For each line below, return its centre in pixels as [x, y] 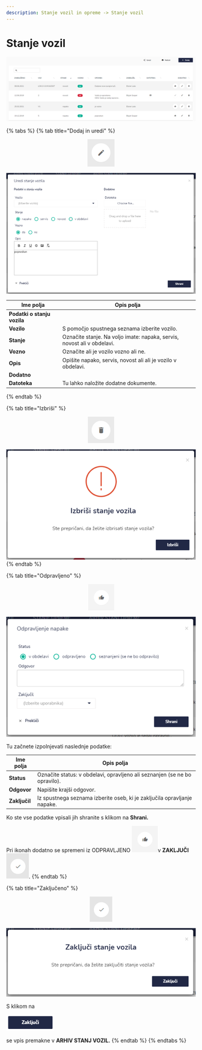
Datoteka [20, 383]
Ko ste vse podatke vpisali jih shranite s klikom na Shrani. [78, 818]
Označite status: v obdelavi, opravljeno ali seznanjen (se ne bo [114, 775]
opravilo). [49, 781]
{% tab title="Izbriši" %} [36, 408]
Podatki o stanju [30, 313]
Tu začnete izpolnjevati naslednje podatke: [59, 746]
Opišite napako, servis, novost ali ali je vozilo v [119, 360]
